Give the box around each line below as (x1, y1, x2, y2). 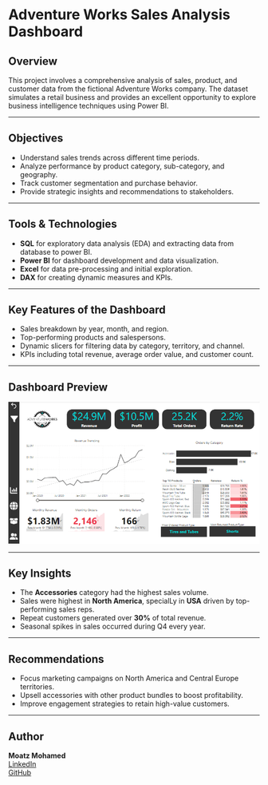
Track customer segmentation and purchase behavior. (19, 178, 198, 188)
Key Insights (8, 566, 72, 580)
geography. (19, 169, 58, 179)
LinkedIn (8, 759, 37, 768)
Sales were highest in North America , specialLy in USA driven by (19, 597, 235, 606)
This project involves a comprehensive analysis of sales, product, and (8, 76, 238, 85)
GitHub (8, 767, 32, 777)
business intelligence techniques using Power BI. (8, 101, 169, 110)
